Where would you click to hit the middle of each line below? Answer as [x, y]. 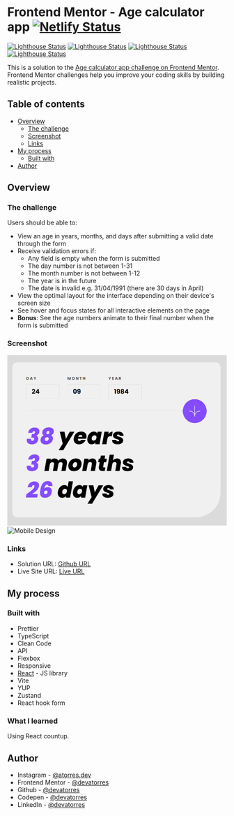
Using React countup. [38, 736]
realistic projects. [32, 82]
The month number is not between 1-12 [84, 273]
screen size [34, 303]
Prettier [28, 628]
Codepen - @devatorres [52, 797]
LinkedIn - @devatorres [51, 804]
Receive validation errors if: [56, 251]
